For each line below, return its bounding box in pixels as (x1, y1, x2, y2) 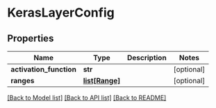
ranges (10, 76, 35, 85)
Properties (7, 33, 54, 44)
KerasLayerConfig (7, 5, 115, 21)
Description (127, 53, 167, 62)
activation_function (10, 64, 76, 74)
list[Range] (83, 76, 121, 85)
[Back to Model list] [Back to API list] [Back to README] (7, 93, 167, 102)
